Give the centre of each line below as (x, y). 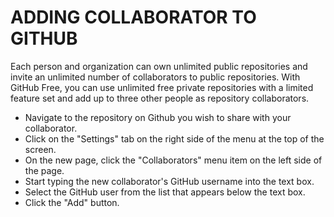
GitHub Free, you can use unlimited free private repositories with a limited (162, 87)
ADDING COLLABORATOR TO (133, 17)
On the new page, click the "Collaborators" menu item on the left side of (173, 160)
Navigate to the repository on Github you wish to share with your (158, 117)
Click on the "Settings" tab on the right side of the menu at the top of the (174, 138)
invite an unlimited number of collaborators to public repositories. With (155, 77)
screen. (40, 149)
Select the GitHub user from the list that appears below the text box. (165, 192)
